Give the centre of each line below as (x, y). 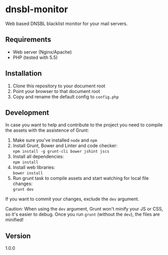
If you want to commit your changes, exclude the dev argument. (72, 199)
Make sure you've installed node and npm (55, 140)
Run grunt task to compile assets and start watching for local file (81, 178)
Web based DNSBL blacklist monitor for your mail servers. (67, 24)
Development (27, 113)
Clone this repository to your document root (59, 86)
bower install (28, 173)
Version (18, 236)
